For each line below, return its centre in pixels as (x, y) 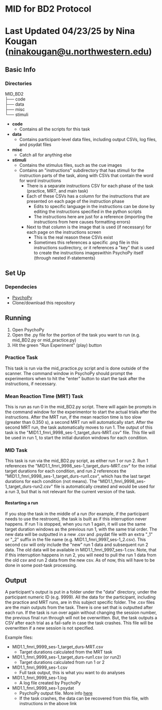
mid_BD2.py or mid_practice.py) (44, 340)
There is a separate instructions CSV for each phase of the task (90, 186)
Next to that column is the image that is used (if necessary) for (89, 227)
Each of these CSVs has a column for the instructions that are (88, 196)
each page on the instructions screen (64, 232)
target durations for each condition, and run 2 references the (66, 471)
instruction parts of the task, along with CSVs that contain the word (86, 176)
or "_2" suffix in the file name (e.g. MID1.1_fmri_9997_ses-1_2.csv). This (76, 539)
